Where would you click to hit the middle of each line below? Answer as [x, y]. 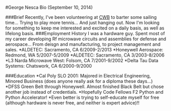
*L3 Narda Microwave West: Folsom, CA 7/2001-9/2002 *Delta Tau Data [82, 60]
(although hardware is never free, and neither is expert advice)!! [72, 103]
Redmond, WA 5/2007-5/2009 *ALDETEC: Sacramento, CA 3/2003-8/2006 [85, 55]
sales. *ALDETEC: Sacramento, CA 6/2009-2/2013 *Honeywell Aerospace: [84, 50]
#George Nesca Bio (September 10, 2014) [49, 7]
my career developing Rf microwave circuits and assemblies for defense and [86, 39]
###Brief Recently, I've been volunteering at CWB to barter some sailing [81, 17]
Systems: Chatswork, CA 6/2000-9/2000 [48, 66]
